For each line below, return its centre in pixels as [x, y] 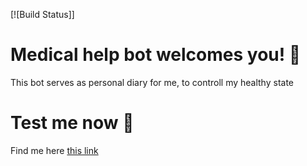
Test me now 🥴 [72, 123]
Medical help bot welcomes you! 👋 [156, 55]
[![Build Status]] [42, 14]
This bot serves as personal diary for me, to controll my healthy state [152, 82]
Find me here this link [54, 150]
